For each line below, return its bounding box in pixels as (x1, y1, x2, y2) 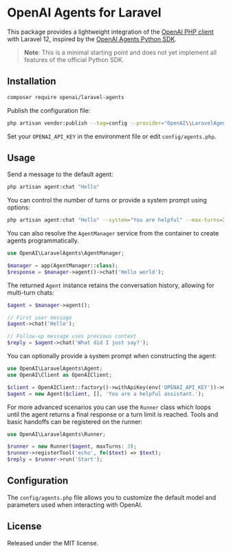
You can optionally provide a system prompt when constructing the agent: (7, 352, 217, 360)
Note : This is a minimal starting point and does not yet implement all (23, 48, 217, 56)
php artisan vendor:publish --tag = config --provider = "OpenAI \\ (7, 119, 192, 127)
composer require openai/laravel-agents (7, 94, 125, 101)
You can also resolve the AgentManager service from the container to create (7, 229, 219, 238)
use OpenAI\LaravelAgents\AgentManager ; (7, 250, 125, 257)
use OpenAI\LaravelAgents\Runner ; (7, 430, 107, 438)
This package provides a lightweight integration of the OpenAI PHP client (7, 28, 214, 36)
